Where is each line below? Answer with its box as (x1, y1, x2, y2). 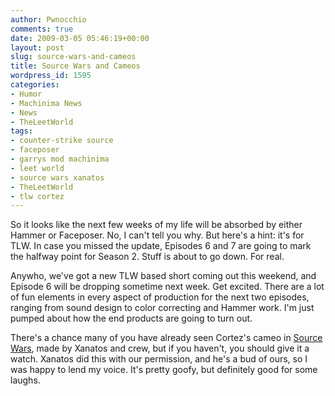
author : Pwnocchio (10, 14, 87, 25)
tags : (10, 126, 33, 136)
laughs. (10, 374, 41, 386)
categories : (10, 80, 60, 90)
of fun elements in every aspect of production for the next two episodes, (10, 291, 310, 303)
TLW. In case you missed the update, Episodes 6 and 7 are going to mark (10, 240, 312, 252)
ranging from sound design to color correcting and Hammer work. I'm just (10, 302, 315, 314)
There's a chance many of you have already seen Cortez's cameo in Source (10, 332, 323, 344)
